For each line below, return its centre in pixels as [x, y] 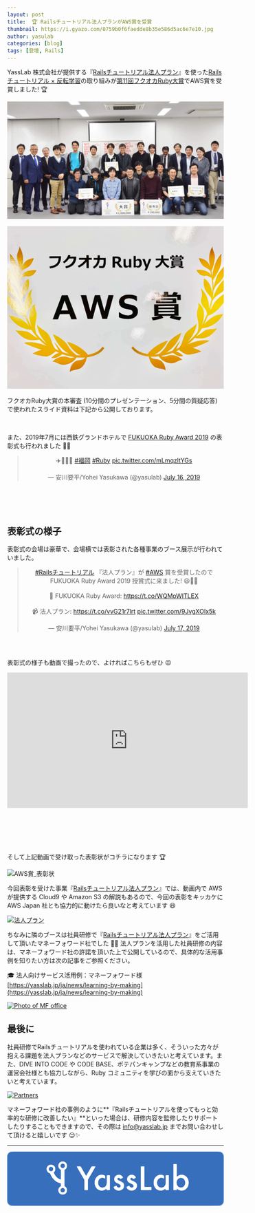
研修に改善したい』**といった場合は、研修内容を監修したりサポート [122, 1117]
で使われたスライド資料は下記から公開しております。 [82, 409]
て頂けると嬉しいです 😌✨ [44, 1135]
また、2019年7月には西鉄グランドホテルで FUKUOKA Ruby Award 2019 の [112, 437]
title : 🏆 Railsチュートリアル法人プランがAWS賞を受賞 [80, 22]
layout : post [26, 14]
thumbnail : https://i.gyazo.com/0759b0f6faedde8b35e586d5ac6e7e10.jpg [110, 29]
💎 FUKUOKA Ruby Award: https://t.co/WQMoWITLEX [124, 596]
